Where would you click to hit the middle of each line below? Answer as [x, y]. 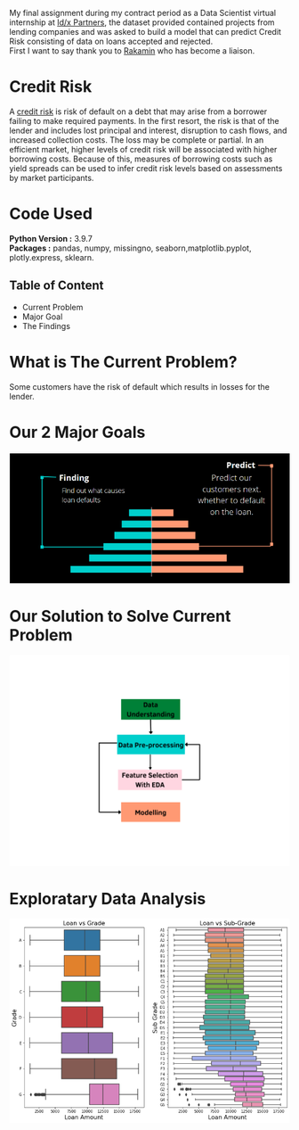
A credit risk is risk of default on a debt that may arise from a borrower [138, 111]
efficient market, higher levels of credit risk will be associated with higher [143, 149]
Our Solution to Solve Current [120, 616]
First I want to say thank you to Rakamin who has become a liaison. [132, 51]
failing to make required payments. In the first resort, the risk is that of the [145, 120]
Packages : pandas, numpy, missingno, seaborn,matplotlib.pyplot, [130, 248]
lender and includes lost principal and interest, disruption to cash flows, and [148, 130]
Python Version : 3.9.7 [51, 238]
